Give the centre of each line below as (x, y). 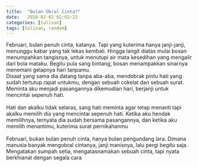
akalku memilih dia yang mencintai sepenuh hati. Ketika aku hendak (88, 114)
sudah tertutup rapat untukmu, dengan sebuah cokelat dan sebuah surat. (95, 83)
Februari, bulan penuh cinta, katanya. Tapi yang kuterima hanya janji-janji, (96, 45)
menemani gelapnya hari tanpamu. (48, 70)
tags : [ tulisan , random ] (37, 28)
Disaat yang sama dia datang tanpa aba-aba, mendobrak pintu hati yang (94, 76)
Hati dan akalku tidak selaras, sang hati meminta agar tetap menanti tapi (94, 107)
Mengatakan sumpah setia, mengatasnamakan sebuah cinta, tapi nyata (93, 152)
